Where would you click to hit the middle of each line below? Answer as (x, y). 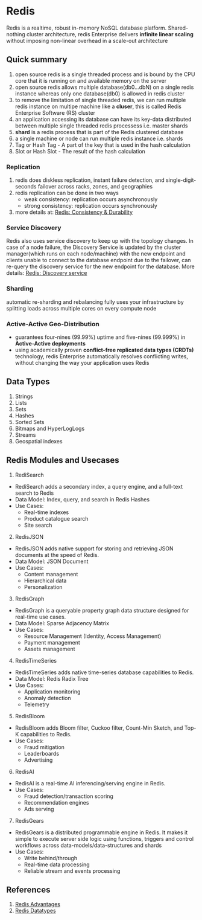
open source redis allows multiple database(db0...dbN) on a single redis (104, 87)
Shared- (178, 28)
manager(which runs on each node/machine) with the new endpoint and (96, 254)
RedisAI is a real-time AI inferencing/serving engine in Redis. (90, 783)
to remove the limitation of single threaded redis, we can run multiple (100, 100)
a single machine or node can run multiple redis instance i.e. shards (99, 138)
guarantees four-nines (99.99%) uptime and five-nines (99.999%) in (100, 337)
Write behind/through (50, 858)
